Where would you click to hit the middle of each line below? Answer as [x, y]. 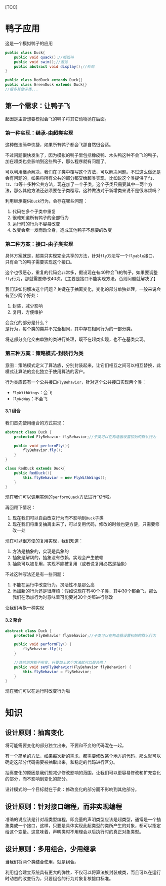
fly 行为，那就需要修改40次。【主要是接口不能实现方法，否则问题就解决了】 [82, 279]
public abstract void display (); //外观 [54, 66]
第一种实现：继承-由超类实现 [39, 133]
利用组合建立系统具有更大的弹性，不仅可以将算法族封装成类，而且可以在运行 [83, 872]
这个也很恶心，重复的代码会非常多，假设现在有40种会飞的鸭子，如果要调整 [82, 272]
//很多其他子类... [22, 89]
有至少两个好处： [22, 295]
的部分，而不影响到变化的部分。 [38, 779]
